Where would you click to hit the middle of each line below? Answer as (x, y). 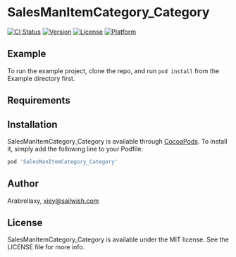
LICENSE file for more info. (46, 247)
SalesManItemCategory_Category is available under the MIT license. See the (118, 239)
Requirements (39, 100)
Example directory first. (41, 78)
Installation (32, 124)
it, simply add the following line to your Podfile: (75, 149)
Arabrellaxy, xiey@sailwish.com (53, 201)
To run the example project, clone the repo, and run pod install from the (113, 70)
